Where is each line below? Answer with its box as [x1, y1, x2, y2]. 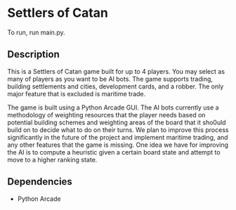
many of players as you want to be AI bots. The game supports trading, [7, 74, 213, 83]
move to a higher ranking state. [7, 155, 98, 164]
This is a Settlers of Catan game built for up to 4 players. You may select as [7, 67, 225, 75]
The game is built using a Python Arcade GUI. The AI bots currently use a [7, 103, 219, 112]
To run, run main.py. [7, 28, 65, 37]
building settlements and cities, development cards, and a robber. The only [7, 82, 224, 91]
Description [7, 48, 60, 60]
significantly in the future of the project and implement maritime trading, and [7, 133, 228, 141]
